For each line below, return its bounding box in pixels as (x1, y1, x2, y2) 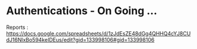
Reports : (6, 24, 28, 31)
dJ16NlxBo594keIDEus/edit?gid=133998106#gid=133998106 (6, 36, 155, 43)
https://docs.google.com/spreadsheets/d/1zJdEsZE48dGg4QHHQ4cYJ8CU (6, 30, 191, 37)
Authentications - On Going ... (6, 4, 157, 18)
